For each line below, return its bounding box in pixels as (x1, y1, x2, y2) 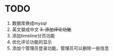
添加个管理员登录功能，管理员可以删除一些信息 (12, 45, 109, 51)
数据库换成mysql (12, 20, 47, 26)
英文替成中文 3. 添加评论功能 (12, 26, 72, 32)
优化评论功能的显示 (12, 38, 52, 45)
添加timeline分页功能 (12, 32, 55, 38)
